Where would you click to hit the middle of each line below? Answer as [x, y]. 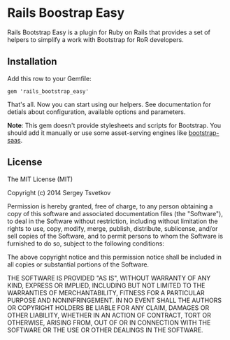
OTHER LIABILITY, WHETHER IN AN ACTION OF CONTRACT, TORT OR [109, 315]
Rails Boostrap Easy [66, 13]
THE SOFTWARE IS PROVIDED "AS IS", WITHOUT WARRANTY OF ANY [109, 278]
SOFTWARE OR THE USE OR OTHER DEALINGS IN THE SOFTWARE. [105, 330]
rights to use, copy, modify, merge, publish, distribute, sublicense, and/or [113, 228]
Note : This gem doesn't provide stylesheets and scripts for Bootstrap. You [114, 125]
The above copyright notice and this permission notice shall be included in [114, 257]
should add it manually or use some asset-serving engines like [97, 133]
